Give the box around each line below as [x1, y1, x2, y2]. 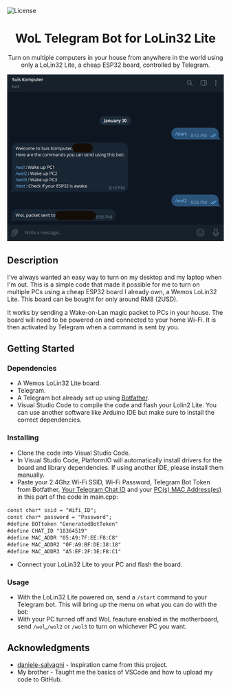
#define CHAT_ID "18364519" [7, 527, 88, 534]
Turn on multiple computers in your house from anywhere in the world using [8, 53, 223, 61]
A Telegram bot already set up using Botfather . [16, 393, 150, 402]
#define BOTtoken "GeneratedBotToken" [7, 520, 118, 527]
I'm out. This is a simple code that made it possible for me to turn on [7, 280, 200, 289]
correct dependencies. [16, 415, 82, 424]
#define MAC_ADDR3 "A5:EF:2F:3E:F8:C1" [7, 548, 122, 555]
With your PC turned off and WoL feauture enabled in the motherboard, [16, 615, 219, 623]
